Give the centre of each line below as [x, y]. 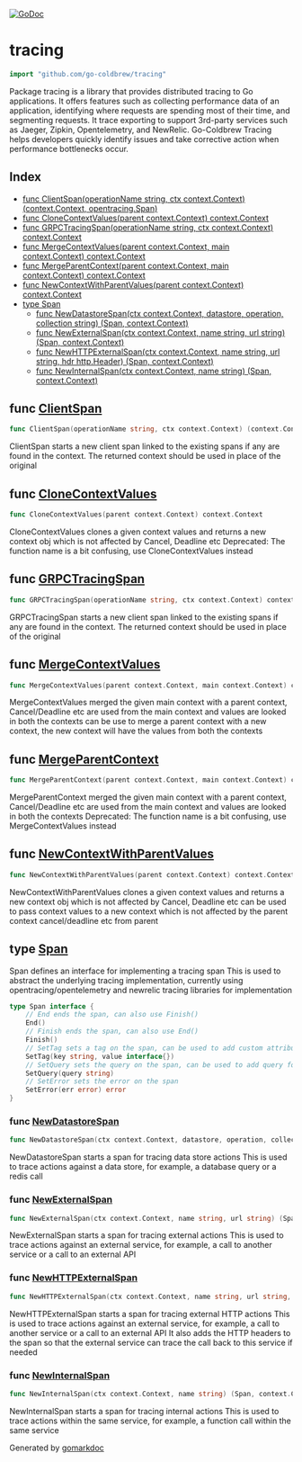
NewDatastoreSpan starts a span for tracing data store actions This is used [148, 1157]
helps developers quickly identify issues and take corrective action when [144, 139]
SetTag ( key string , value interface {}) [100, 1056]
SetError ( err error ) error [76, 1090]
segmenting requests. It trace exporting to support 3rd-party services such [149, 120]
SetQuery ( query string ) [70, 1073]
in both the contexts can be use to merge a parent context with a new [138, 722]
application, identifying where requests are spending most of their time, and [150, 110]
